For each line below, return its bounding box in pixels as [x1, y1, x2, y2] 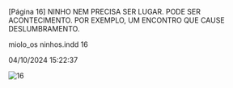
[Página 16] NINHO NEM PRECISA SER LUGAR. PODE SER [8, 7, 201, 16]
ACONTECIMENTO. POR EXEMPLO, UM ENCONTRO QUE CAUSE [8, 15, 225, 25]
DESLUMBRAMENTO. [8, 24, 80, 33]
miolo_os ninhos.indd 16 [8, 40, 89, 49]
